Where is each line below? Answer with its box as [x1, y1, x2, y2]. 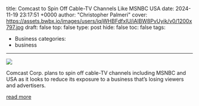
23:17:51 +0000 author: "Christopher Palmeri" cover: [20, 11, 147, 18]
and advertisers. [6, 82, 46, 89]
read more [6, 94, 31, 100]
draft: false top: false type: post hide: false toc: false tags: [24, 24, 166, 31]
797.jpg [6, 24, 24, 31]
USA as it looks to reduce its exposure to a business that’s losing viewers [6, 76, 184, 82]
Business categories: [14, 35, 66, 42]
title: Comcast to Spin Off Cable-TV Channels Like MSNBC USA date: [6, 5, 175, 12]
